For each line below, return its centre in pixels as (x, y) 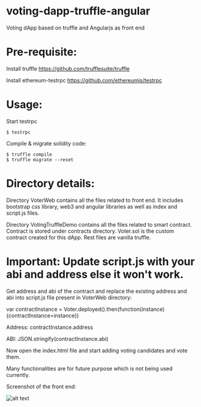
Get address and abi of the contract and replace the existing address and (97, 291)
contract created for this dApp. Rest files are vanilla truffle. (79, 237)
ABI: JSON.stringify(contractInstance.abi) (58, 338)
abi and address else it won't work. (95, 274)
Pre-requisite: (41, 52)
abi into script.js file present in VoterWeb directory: (69, 297)
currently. (18, 375)
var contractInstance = (34, 309)
